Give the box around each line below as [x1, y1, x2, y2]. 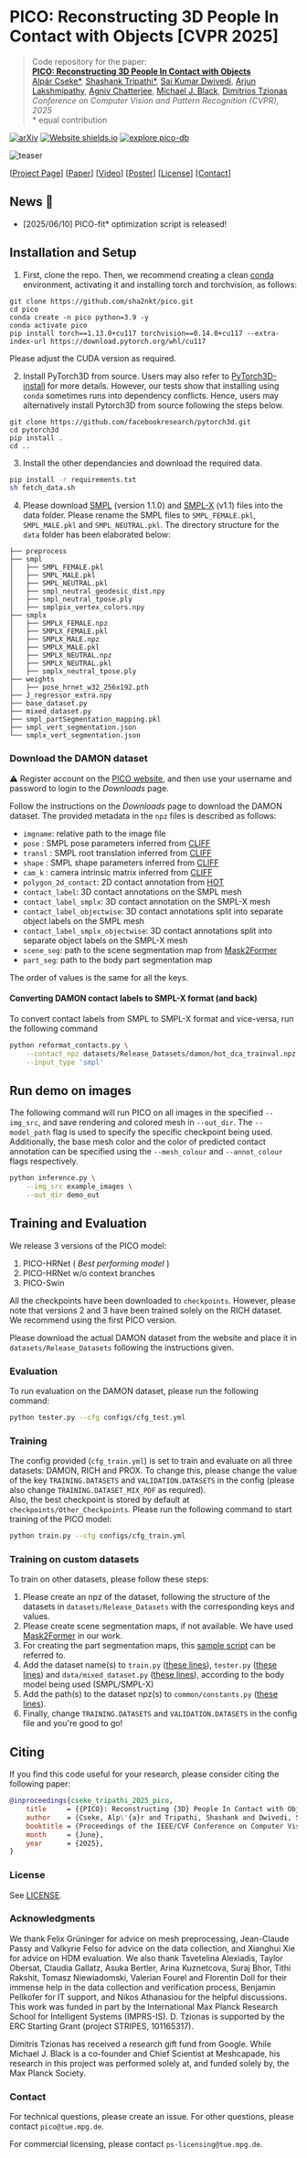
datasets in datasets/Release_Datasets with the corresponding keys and [22, 1601, 295, 1612]
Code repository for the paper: [31, 56, 148, 67]
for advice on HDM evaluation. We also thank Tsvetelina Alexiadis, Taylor [9, 1952, 283, 1963]
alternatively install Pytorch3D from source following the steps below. [22, 400, 284, 411]
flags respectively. [9, 1155, 79, 1167]
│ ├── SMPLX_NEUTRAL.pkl [9, 659, 112, 669]
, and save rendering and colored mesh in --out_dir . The [37, 1117, 253, 1128]
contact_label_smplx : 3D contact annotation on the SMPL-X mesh [22, 896, 271, 907]
